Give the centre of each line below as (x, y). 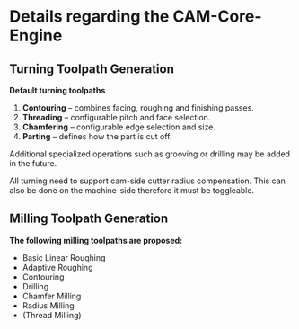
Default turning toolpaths (57, 90)
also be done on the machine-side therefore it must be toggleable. (132, 190)
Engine (36, 36)
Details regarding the (89, 17)
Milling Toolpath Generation (89, 219)
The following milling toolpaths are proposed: (96, 240)
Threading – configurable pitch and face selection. (116, 117)
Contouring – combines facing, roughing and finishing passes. (138, 108)
